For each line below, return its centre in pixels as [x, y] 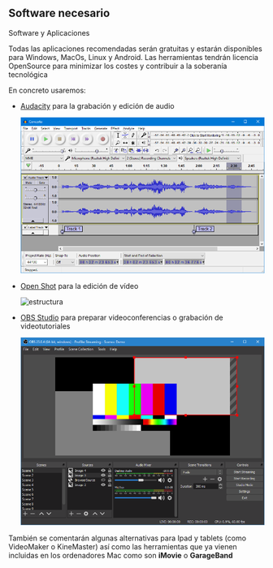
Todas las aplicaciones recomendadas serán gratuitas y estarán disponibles [135, 49]
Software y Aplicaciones [49, 32]
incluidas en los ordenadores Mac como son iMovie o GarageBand [121, 556]
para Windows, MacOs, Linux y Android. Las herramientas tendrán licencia [133, 57]
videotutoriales [45, 326]
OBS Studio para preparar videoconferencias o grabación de [121, 317]
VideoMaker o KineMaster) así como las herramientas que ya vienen [123, 547]
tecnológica [28, 74]
